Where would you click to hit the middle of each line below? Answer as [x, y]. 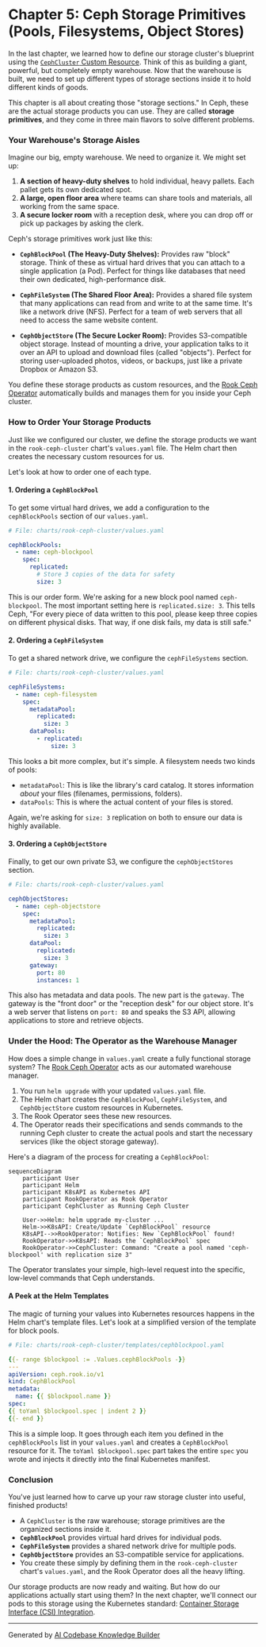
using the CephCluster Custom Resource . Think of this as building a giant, [128, 62]
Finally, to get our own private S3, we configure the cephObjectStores [121, 862]
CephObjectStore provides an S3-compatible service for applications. [132, 1554]
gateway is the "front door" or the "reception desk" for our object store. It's [131, 1004]
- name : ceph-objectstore [58, 906]
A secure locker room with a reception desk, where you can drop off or [136, 215]
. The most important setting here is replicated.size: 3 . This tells [148, 605]
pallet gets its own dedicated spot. [76, 190]
